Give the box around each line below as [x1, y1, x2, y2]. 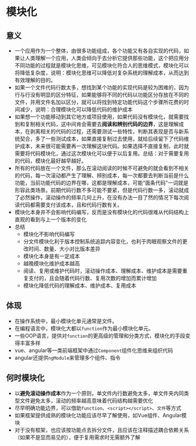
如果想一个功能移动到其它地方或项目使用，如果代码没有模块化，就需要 [14, 113, 184, 120]
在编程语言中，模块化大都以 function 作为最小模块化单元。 [14, 325, 154, 332]
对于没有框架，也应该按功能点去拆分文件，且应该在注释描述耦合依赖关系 [14, 426, 189, 433]
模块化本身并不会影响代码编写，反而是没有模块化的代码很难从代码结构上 [14, 209, 189, 215]
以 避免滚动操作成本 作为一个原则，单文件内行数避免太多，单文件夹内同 [14, 390, 184, 397]
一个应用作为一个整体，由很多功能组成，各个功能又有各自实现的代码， [14, 48, 184, 54]
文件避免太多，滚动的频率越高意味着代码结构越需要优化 [19, 397, 153, 404]
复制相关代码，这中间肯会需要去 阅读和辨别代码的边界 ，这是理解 [25, 121, 179, 127]
